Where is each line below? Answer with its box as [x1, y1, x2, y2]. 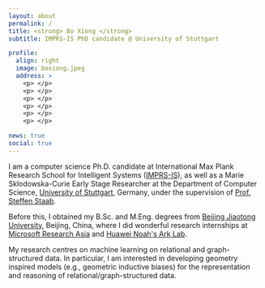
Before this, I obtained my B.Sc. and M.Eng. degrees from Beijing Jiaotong [8, 212, 256, 221]
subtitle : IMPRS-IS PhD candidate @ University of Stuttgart [8, 34, 220, 43]
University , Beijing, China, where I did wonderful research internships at [8, 220, 248, 230]
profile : [8, 49, 38, 58]
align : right [15, 57, 60, 65]
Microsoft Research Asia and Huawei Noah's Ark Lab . [8, 229, 188, 239]
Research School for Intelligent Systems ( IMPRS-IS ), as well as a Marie [8, 170, 245, 179]
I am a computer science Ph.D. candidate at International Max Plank [8, 161, 234, 171]
